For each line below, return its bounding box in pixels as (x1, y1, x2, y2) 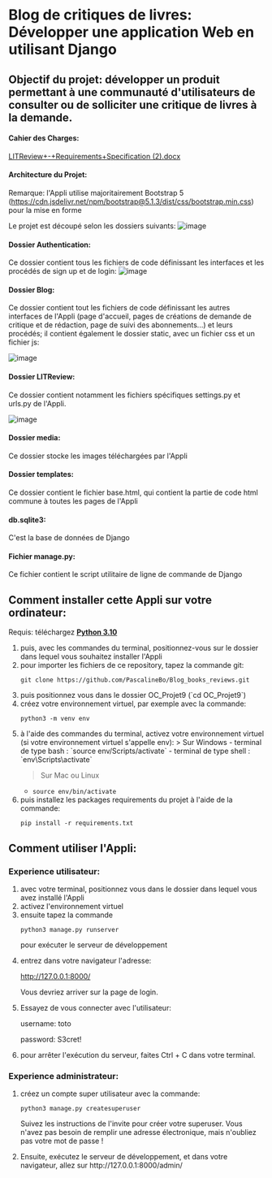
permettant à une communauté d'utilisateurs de (8, 85, 256, 99)
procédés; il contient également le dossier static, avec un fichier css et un (8, 329, 256, 339)
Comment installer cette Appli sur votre (8, 593, 213, 607)
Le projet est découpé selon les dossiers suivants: (8, 221, 176, 231)
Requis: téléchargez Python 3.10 (8, 627, 118, 637)
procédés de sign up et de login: (8, 266, 117, 276)
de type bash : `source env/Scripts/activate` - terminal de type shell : (19, 746, 251, 756)
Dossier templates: (8, 470, 75, 479)
